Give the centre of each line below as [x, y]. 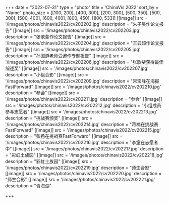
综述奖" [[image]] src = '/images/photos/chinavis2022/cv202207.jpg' [77, 68]
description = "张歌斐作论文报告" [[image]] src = [55, 37]
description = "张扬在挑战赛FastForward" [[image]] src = [64, 136]
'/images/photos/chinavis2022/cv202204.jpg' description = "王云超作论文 [82, 43]
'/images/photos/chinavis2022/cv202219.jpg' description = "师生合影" [78, 168]
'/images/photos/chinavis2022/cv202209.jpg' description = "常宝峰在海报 [82, 81]
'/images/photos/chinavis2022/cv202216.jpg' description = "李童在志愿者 [82, 142]
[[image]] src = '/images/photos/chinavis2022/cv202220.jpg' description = [83, 173]
